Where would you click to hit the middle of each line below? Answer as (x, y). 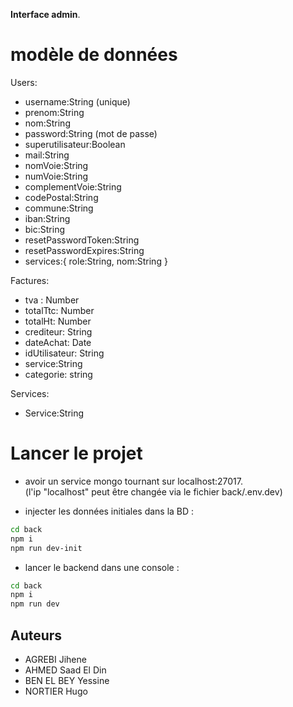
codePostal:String (61, 197)
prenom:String (54, 112)
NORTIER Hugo (56, 691)
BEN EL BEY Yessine (67, 680)
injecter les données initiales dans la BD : (109, 511)
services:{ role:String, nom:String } (96, 261)
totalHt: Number (58, 321)
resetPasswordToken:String (82, 240)
